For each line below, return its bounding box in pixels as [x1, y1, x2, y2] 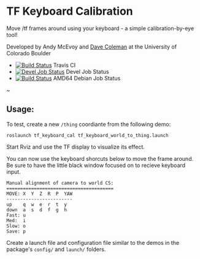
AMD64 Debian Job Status [53, 74, 121, 82]
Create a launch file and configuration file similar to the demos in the [6, 239, 180, 246]
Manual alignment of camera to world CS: [6, 180, 114, 186]
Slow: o [6, 223, 26, 229]
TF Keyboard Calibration [6, 4, 133, 18]
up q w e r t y [6, 201, 67, 207]
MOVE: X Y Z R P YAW [6, 190, 72, 197]
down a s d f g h [6, 207, 67, 213]
